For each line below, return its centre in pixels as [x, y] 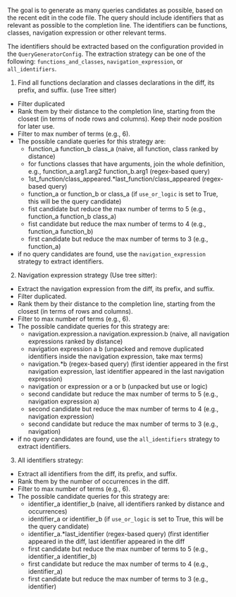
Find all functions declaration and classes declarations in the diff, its [116, 83]
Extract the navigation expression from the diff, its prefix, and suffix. [116, 289]
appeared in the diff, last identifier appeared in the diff [106, 541]
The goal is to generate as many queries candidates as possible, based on [115, 10]
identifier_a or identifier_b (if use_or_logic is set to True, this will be [126, 519]
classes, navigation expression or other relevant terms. [87, 32]
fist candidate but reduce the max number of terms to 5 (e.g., [117, 209]
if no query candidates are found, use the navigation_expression [112, 254]
